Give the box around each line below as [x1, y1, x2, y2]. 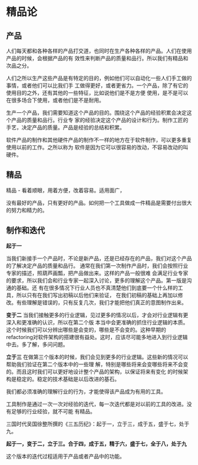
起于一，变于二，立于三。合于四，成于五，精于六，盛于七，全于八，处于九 [6, 440, 187, 447]
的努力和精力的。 [6, 207, 48, 214]
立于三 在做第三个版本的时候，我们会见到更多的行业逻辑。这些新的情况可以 [6, 353, 189, 360]
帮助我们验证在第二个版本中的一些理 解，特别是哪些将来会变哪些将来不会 [6, 360, 183, 368]
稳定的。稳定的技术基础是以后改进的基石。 [16, 375, 120, 383]
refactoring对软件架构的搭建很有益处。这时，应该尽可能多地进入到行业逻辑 [6, 333, 188, 340]
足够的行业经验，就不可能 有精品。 [11, 407, 95, 415]
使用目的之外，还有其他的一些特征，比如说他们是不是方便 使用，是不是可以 [6, 89, 189, 96]
